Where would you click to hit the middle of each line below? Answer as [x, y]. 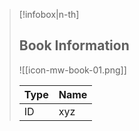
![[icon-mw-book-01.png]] [72, 70]
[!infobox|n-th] [49, 14]
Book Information [74, 45]
